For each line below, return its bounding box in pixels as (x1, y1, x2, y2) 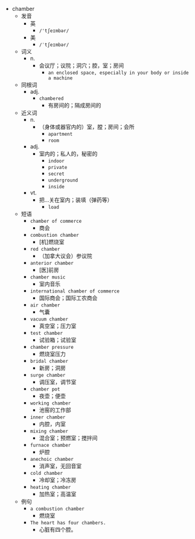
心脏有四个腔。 (39, 526, 77, 533)
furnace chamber (30, 442, 71, 448)
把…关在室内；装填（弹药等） (39, 196, 113, 203)
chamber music (30, 274, 66, 280)
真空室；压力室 (39, 322, 77, 329)
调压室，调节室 (39, 379, 77, 385)
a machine (48, 75, 73, 81)
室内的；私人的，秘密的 (39, 150, 98, 157)
